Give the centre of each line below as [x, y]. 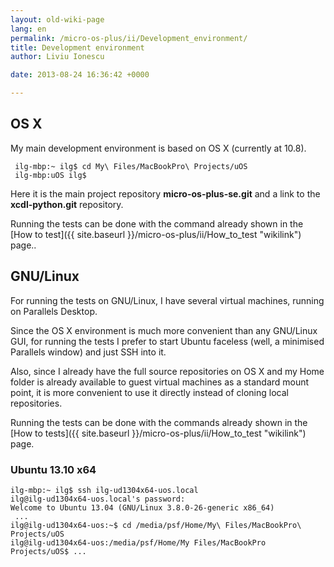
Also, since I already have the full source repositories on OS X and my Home [167, 371]
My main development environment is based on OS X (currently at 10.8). [158, 148]
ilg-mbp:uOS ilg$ [50, 175]
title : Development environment [77, 47]
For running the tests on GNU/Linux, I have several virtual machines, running [167, 300]
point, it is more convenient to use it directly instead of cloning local [149, 392]
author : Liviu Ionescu [57, 57]
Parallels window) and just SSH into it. [88, 352]
